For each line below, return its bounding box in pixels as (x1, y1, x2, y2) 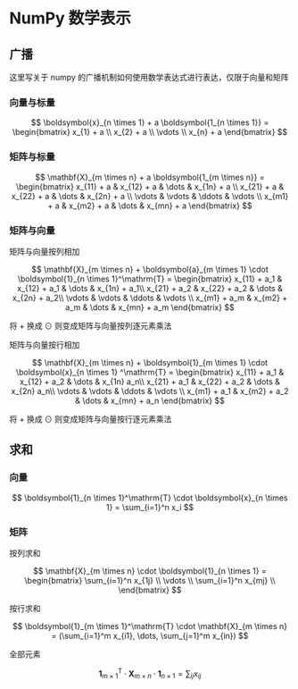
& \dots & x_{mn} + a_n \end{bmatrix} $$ (75, 395, 225, 406)
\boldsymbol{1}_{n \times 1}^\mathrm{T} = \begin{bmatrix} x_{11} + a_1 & (17, 273, 283, 284)
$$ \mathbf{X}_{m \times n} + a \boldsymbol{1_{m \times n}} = (35, 172, 265, 182)
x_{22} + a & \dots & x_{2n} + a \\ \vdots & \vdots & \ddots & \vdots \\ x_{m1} (11, 190, 289, 201)
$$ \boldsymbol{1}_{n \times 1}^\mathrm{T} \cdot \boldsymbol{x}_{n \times (12, 492, 288, 503)
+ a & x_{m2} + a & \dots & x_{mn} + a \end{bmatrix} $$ (47, 200, 252, 211)
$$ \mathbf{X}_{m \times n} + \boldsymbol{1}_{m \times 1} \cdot (31, 357, 269, 367)
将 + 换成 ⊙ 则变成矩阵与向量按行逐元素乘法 (9, 413, 172, 424)
